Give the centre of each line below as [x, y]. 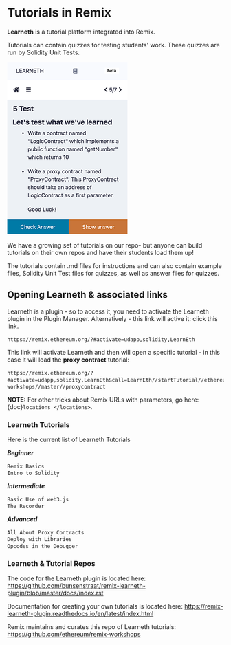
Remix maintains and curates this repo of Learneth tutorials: [92, 627]
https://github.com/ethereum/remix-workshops [74, 635]
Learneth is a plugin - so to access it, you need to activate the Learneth [108, 311]
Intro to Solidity [33, 473]
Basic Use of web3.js [38, 500]
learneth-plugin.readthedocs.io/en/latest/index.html [80, 614]
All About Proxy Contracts [46, 533]
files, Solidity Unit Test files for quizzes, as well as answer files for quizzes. [113, 273]
